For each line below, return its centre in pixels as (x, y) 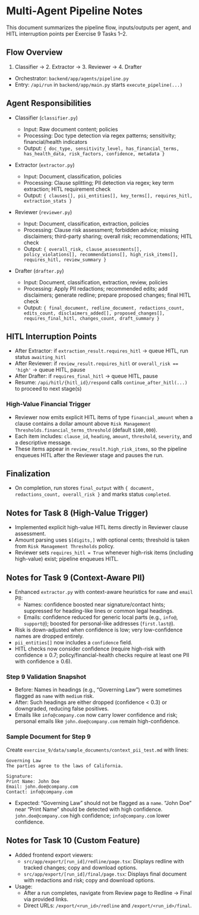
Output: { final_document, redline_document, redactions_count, (104, 307)
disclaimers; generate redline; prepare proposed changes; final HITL (107, 295)
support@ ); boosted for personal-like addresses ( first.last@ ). (99, 624)
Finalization (28, 474)
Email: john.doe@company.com (42, 787)
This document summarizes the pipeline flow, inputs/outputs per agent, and (99, 27)
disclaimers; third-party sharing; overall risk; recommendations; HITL (108, 236)
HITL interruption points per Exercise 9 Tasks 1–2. (67, 33)
